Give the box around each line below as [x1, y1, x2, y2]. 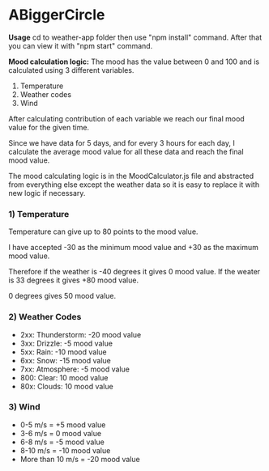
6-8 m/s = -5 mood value [19, 437, 105, 447]
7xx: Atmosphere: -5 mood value [19, 364, 130, 374]
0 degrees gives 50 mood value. [8, 291, 117, 301]
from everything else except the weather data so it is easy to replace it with [8, 180, 260, 189]
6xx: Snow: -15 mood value [19, 355, 111, 365]
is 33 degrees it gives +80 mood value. [8, 275, 139, 285]
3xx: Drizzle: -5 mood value [19, 338, 113, 348]
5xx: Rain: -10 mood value [19, 346, 107, 357]
